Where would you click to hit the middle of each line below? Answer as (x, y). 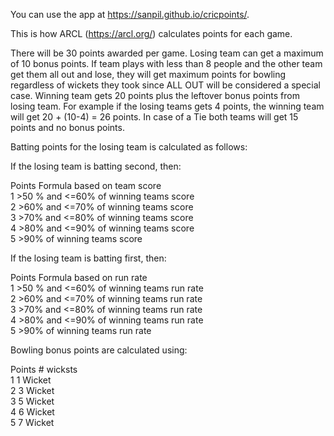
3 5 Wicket (32, 401)
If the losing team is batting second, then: (96, 166)
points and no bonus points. (67, 127)
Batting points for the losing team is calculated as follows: (129, 147)
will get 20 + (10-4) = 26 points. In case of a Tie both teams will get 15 (154, 117)
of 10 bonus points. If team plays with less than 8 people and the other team (166, 63)
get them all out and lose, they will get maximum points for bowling (148, 74)
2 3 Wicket (32, 390)
